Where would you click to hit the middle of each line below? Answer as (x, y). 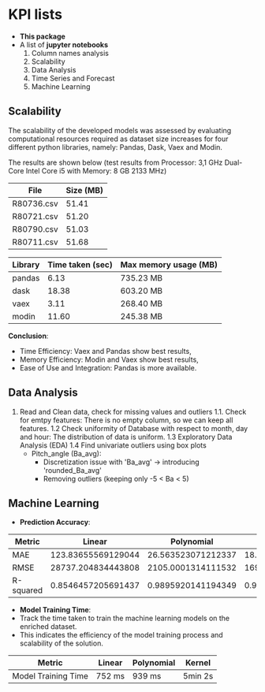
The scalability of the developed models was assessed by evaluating (120, 130)
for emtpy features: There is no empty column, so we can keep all (126, 420)
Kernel (198, 663)
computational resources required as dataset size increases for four (118, 139)
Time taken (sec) (80, 264)
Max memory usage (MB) (169, 264)
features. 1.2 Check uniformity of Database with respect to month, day (134, 428)
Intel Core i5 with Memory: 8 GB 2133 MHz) (96, 170)
